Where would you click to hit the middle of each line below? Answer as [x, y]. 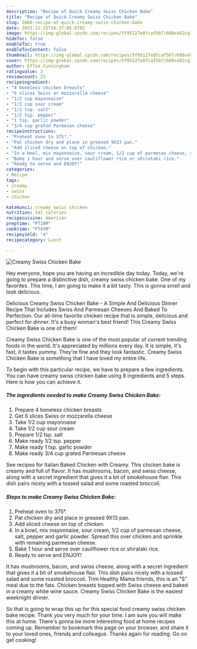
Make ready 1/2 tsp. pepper [48, 441]
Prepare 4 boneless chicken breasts [58, 410]
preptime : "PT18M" [28, 224]
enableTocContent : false [36, 50]
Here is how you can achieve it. [44, 382]
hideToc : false [25, 39]
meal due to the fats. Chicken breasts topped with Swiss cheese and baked [97, 585]
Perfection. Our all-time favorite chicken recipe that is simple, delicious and [97, 315]
